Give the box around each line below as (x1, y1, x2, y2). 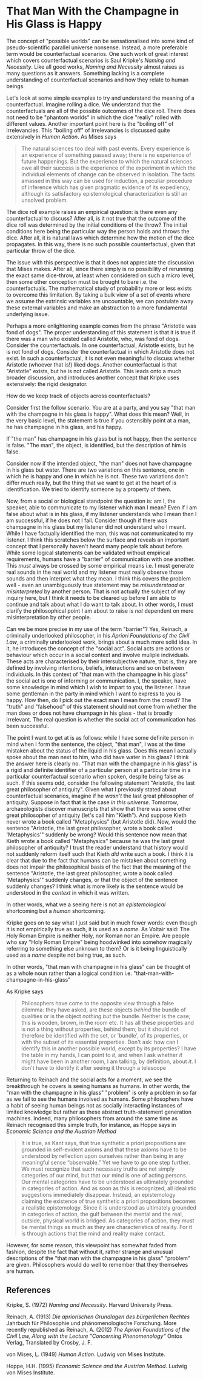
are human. (6, 1267, 35, 1275)
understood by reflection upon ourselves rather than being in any (21, 1152, 184, 1159)
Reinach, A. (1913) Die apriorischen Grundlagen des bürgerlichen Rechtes (6, 1313, 190, 1320)
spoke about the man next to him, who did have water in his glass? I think (6, 753, 189, 760)
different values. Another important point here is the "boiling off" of (6, 120, 174, 127)
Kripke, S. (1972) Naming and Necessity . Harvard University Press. (6, 1301, 173, 1308)
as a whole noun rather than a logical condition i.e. (6, 969, 132, 977)
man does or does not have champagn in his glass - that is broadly (6, 709, 173, 717)
